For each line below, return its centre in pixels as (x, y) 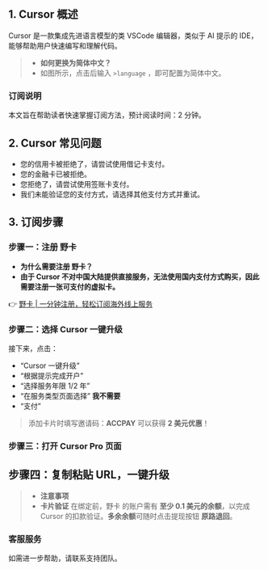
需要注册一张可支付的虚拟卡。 (69, 286)
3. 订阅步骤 (36, 222)
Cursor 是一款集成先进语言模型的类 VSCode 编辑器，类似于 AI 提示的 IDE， (133, 36)
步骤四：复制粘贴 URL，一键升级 (89, 475)
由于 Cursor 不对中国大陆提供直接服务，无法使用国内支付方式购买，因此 (140, 277)
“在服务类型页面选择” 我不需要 (70, 395)
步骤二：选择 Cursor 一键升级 (66, 329)
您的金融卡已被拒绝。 (55, 174)
